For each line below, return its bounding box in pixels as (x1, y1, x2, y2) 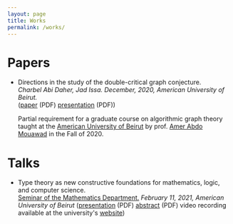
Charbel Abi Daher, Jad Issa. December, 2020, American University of (17, 86, 225, 94)
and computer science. (17, 186, 86, 195)
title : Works (7, 17, 46, 24)
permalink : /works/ (7, 24, 66, 31)
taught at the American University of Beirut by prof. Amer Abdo (17, 122, 203, 131)
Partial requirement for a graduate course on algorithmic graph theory (17, 115, 223, 123)
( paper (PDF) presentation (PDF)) (17, 101, 116, 109)
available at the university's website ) (17, 208, 125, 218)
